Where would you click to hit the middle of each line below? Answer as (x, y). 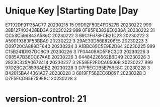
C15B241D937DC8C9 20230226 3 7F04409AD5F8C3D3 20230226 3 (77, 51)
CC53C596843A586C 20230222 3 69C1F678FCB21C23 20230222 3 (77, 35)
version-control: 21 (46, 99)
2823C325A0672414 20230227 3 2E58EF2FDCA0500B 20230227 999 (79, 62)
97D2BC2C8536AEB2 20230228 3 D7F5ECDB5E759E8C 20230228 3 (77, 68)
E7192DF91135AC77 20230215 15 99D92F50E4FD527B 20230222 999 (78, 25)
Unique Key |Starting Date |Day (72, 11)
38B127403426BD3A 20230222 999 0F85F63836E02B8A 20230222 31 (80, 30)
